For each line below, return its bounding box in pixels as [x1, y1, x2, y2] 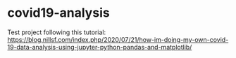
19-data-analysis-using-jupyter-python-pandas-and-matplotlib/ [7, 43, 192, 51]
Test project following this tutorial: [7, 28, 106, 36]
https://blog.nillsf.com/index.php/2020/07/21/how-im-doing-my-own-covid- [7, 35, 229, 43]
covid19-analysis [7, 5, 111, 21]
